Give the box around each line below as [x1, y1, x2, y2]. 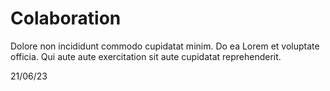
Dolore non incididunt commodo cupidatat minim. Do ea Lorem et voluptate [10, 40, 320, 52]
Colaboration [10, 7, 122, 30]
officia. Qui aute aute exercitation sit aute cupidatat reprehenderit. [10, 50, 282, 62]
